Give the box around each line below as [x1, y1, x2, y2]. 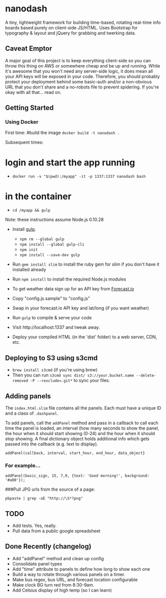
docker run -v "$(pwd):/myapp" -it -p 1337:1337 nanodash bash [12, 174, 146, 179]
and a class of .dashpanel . [5, 410, 58, 416]
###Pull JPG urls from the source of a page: [5, 486, 95, 492]
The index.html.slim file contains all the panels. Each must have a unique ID [5, 405, 162, 411]
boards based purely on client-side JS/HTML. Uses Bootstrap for [5, 24, 138, 30]
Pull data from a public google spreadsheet [12, 528, 101, 534]
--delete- [136, 373, 157, 378]
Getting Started [5, 104, 54, 112]
